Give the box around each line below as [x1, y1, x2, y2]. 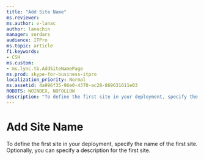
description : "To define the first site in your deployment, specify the [6, 94, 199, 100]
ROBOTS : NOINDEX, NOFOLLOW [6, 88, 75, 94]
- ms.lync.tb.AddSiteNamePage [6, 65, 84, 72]
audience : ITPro [6, 37, 48, 43]
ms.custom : [6, 60, 34, 66]
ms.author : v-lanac [6, 20, 56, 26]
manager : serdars [6, 32, 51, 38]
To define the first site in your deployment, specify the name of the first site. [6, 140, 198, 147]
